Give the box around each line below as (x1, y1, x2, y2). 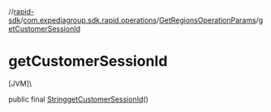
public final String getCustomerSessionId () (8, 94, 148, 104)
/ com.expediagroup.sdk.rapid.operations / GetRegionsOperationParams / (19, 15, 260, 25)
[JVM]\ (8, 78, 32, 88)
